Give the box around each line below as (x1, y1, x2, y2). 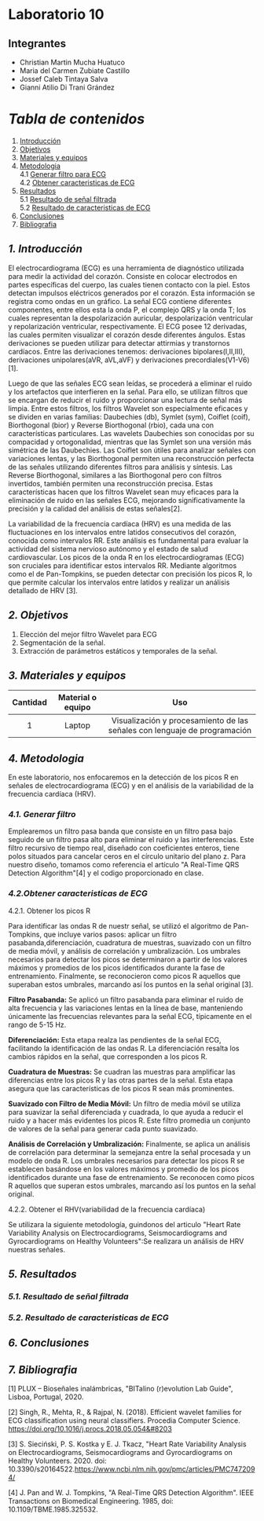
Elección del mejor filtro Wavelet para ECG (19, 629, 157, 639)
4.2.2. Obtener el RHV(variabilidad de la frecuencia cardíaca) (8, 1204, 206, 1214)
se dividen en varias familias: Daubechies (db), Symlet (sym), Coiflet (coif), (8, 412, 251, 421)
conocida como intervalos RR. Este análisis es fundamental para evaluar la (8, 536, 249, 545)
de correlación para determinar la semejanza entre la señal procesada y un (8, 1147, 251, 1156)
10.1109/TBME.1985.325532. (8, 1505, 98, 1514)
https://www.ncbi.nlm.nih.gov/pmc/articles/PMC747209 (74, 1464, 255, 1474)
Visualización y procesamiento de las (111, 715, 249, 726)
